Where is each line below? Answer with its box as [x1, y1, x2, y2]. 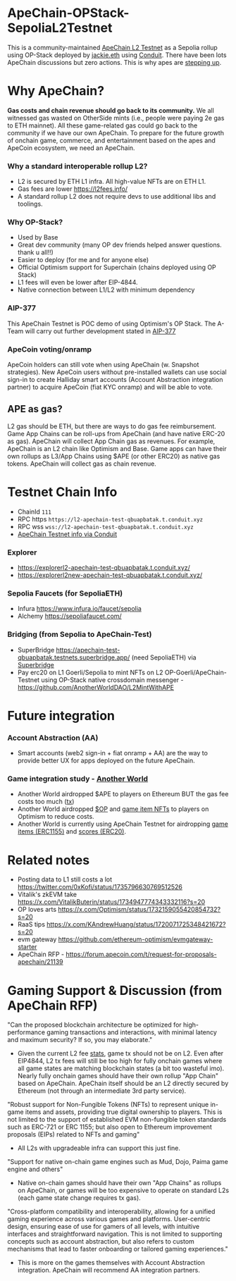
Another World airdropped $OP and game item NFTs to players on [17, 805, 209, 813]
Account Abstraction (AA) [7, 733, 99, 743]
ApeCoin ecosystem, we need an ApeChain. [7, 143, 135, 152]
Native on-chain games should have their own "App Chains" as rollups [17, 1179, 222, 1187]
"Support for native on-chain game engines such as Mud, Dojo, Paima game [7, 1158, 229, 1166]
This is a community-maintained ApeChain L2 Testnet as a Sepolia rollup [7, 43, 218, 51]
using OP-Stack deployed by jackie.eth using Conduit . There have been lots [7, 51, 227, 59]
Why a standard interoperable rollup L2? [7, 161, 148, 171]
